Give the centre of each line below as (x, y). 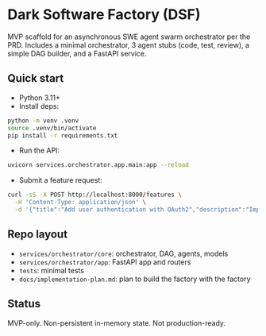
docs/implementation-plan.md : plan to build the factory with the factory (135, 279)
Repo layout (38, 235)
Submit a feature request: (60, 180)
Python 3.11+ (40, 98)
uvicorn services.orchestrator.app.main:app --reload (98, 165)
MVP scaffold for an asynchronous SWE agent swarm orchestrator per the (129, 37)
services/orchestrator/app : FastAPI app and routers (105, 262)
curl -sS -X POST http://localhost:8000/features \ (94, 195)
